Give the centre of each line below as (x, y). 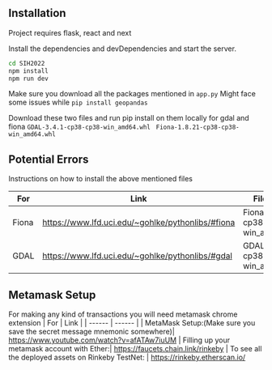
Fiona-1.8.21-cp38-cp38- (198, 128)
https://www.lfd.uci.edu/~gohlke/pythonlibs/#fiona (139, 223)
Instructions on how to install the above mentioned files (100, 179)
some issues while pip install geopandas (78, 102)
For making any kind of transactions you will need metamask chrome (123, 314)
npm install (28, 71)
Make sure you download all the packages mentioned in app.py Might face (132, 94)
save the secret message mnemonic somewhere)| (92, 332)
